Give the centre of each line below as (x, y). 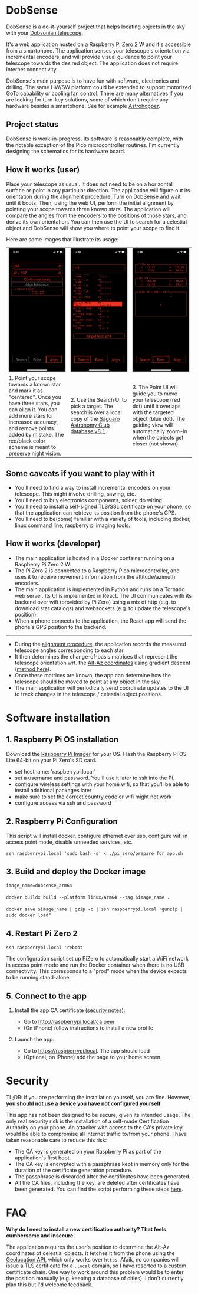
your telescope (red (156, 400)
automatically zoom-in (160, 431)
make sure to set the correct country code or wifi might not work (93, 797)
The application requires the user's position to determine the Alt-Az (88, 1247)
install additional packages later (53, 790)
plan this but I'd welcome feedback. (49, 1285)
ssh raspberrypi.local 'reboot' (46, 948)
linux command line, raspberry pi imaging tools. (72, 525)
